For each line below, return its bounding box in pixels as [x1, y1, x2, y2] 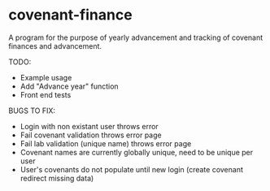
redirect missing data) [20, 173, 94, 183]
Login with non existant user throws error [20, 121, 159, 131]
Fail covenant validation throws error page [20, 130, 162, 140]
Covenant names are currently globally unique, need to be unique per [20, 147, 254, 157]
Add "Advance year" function [20, 81, 120, 91]
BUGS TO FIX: [8, 106, 55, 115]
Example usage [20, 72, 72, 82]
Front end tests [20, 89, 72, 99]
